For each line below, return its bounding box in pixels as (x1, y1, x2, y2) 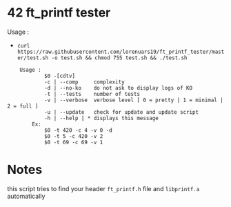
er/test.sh (17, 54, 49, 61)
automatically (7, 192, 46, 200)
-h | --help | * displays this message (43, 115, 159, 121)
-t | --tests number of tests (43, 90, 140, 97)
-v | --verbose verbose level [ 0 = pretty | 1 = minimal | (43, 97, 224, 103)
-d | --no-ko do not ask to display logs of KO (43, 84, 193, 91)
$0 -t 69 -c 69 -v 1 (43, 139, 103, 146)
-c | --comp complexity (43, 78, 125, 86)
